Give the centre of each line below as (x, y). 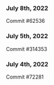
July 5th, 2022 (27, 36)
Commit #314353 (27, 49)
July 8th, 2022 (27, 8)
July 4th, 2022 (27, 64)
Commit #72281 (25, 77)
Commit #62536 (26, 21)
